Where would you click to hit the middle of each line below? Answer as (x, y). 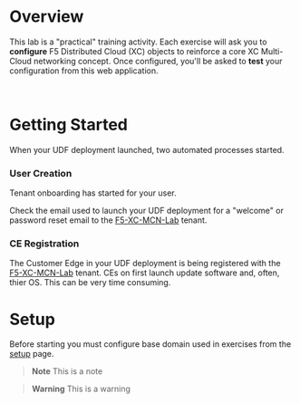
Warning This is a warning (81, 389)
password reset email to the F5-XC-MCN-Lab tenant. (108, 220)
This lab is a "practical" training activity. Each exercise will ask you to (138, 42)
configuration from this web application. (84, 71)
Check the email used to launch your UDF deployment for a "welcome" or (146, 211)
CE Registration (44, 244)
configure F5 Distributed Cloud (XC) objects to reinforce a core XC (135, 51)
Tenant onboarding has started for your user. (93, 193)
